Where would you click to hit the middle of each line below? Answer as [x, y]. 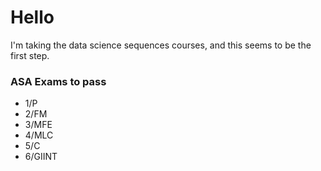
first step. [30, 55]
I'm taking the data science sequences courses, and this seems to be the [161, 45]
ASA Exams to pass [58, 81]
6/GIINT [41, 157]
